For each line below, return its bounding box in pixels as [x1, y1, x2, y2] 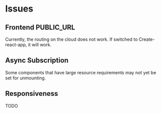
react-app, [5, 42, 27, 48]
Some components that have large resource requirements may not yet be [5, 69, 156, 75]
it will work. [28, 42, 52, 48]
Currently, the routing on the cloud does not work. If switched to [5, 36, 138, 42]
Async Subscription [5, 56, 69, 65]
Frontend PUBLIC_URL [5, 23, 75, 32]
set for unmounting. [5, 75, 46, 81]
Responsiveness [5, 89, 59, 98]
